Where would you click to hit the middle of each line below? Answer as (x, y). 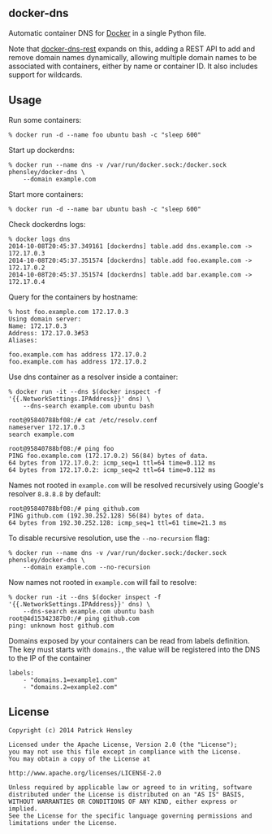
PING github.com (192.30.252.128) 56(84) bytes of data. (107, 516)
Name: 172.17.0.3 (38, 326)
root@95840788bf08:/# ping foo (61, 448)
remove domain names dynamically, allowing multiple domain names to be (133, 57)
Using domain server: (45, 319)
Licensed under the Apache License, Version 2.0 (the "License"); (123, 745)
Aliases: (23, 340)
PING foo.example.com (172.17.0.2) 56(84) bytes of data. (108, 456)
